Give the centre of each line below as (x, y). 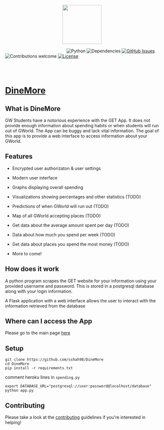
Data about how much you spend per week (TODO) (64, 234)
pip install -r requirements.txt (39, 368)
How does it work (32, 269)
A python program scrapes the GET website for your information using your (81, 281)
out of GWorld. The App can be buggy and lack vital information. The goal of (82, 131)
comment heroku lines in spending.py (42, 377)
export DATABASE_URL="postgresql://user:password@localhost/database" (78, 386)
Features (19, 157)
